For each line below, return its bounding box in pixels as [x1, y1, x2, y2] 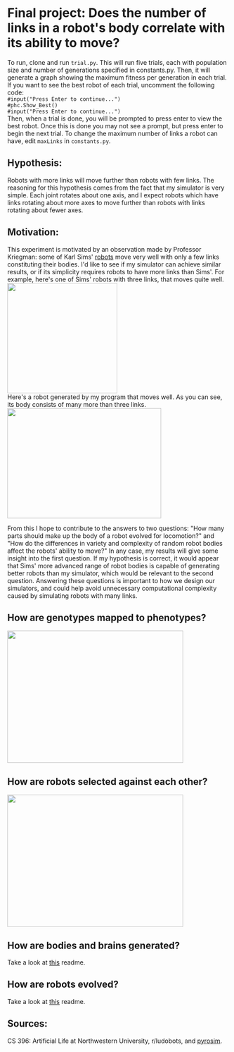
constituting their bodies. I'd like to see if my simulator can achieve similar [7, 259, 221, 269]
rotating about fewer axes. [7, 206, 84, 214]
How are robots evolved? [7, 979, 119, 991]
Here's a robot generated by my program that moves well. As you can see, [7, 393, 223, 401]
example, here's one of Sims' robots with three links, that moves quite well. [7, 275, 224, 283]
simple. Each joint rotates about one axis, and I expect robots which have [7, 190, 219, 199]
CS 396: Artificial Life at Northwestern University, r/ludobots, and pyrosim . [7, 1036, 223, 1045]
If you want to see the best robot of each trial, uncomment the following [7, 80, 215, 89]
